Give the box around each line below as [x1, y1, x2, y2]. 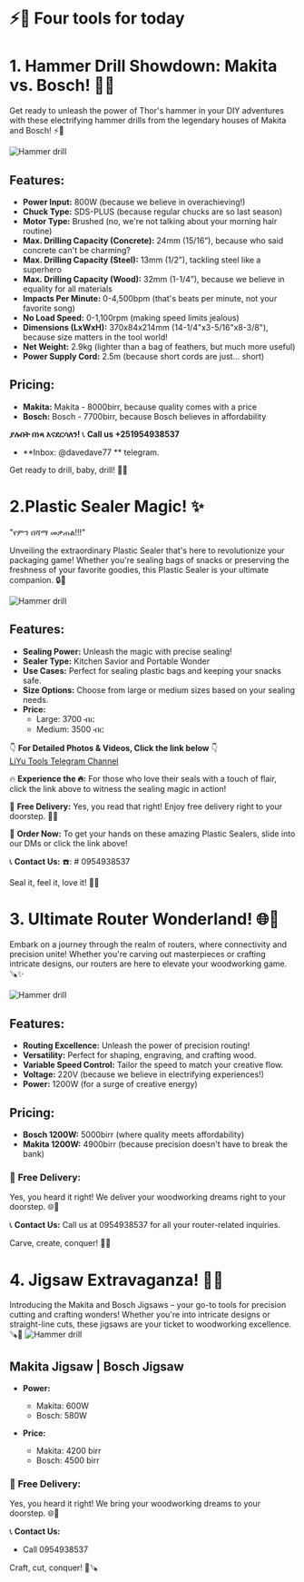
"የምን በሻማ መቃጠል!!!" [9, 527, 86, 538]
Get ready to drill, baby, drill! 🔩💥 [9, 464, 129, 475]
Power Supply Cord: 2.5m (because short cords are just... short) [22, 351, 265, 361]
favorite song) [22, 302, 75, 313]
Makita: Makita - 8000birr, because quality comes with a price [22, 401, 257, 412]
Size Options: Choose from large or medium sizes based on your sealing [22, 684, 296, 696]
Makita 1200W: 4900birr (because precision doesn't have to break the [22, 1139, 289, 1150]
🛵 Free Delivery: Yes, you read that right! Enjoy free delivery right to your [9, 801, 283, 812]
